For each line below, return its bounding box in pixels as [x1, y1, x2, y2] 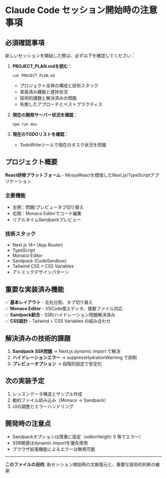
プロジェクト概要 [5, 158, 58, 166]
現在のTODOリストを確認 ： [12, 131, 69, 137]
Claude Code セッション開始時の [5, 4, 140, 16]
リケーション [5, 178, 31, 184]
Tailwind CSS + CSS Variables [12, 263, 74, 269]
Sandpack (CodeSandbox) [12, 258, 67, 264]
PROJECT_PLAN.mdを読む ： [12, 63, 73, 69]
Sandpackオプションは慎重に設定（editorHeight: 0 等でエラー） [12, 434, 144, 440]
